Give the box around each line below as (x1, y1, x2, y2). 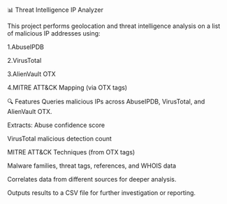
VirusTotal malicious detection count (7, 135, 112, 143)
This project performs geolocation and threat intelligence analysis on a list (7, 22, 221, 30)
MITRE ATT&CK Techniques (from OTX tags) (7, 148, 136, 156)
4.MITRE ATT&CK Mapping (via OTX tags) (7, 83, 128, 92)
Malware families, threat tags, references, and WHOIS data (7, 161, 177, 170)
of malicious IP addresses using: (7, 29, 101, 37)
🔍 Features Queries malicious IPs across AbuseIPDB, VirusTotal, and (7, 97, 205, 105)
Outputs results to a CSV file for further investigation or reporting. (7, 189, 196, 197)
